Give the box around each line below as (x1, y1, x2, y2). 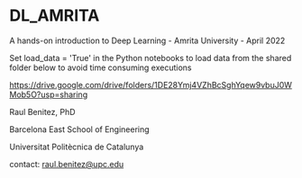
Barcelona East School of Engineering (9, 123, 151, 135)
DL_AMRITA (9, 5, 100, 26)
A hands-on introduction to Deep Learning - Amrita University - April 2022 (9, 35, 286, 46)
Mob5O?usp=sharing (9, 89, 88, 100)
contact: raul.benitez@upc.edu (9, 158, 124, 169)
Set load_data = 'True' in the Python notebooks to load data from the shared (9, 52, 292, 63)
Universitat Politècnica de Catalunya (9, 141, 144, 152)
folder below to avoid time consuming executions (9, 62, 192, 73)
